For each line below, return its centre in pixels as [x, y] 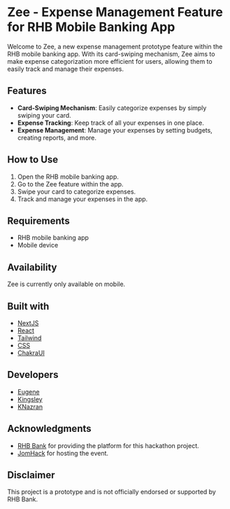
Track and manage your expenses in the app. [82, 199]
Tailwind [29, 338]
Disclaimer [31, 475]
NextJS [28, 323]
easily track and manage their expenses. [66, 69]
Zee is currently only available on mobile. [66, 284]
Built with [28, 306]
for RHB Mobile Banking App [91, 27]
